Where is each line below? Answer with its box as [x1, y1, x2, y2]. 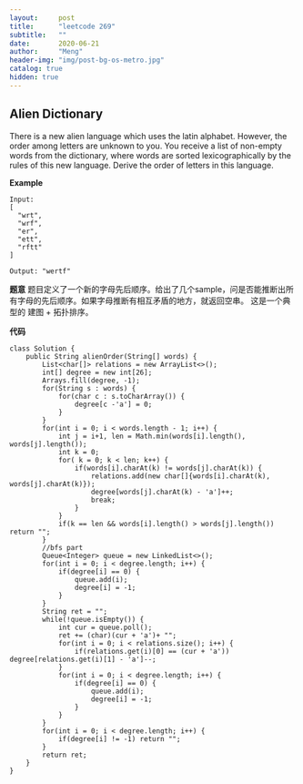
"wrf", [17, 219, 43, 228]
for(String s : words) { [42, 383, 136, 392]
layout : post [9, 13, 76, 23]
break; [90, 495, 116, 504]
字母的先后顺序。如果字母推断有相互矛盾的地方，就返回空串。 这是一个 [16, 295, 283, 306]
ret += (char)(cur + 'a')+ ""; [57, 630, 177, 640]
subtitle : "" [9, 30, 67, 39]
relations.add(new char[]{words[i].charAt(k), [90, 471, 271, 481]
